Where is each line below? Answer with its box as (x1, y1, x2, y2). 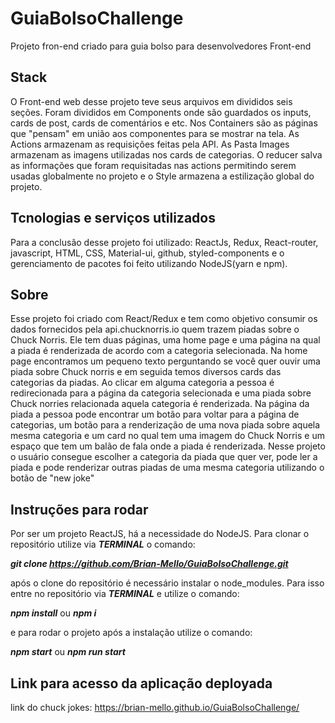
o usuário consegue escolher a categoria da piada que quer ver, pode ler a (10, 451, 318, 463)
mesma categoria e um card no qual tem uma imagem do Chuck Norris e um (10, 430, 325, 442)
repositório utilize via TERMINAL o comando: (10, 538, 196, 551)
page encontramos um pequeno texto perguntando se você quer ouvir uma (10, 355, 321, 367)
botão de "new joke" (10, 472, 95, 484)
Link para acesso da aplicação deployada (10, 675, 273, 692)
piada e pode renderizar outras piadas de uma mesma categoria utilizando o (10, 462, 325, 474)
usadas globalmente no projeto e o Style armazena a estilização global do (10, 170, 315, 182)
